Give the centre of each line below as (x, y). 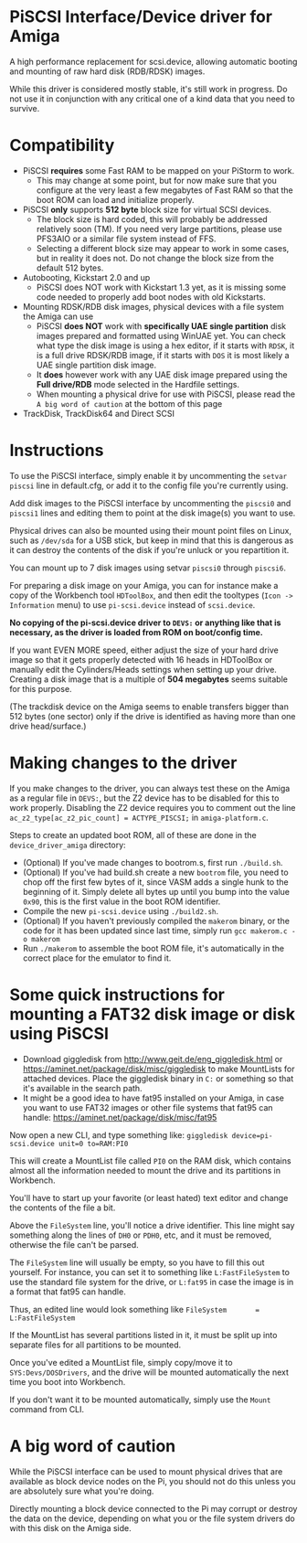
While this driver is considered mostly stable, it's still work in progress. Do (148, 89)
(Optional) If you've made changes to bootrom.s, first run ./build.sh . (153, 862)
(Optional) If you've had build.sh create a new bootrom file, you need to (156, 872)
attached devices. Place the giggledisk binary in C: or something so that (158, 1078)
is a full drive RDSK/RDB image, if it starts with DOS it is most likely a (163, 355)
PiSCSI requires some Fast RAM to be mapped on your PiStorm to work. (159, 170)
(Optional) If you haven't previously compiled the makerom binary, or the (156, 920)
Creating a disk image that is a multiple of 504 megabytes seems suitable (148, 679)
